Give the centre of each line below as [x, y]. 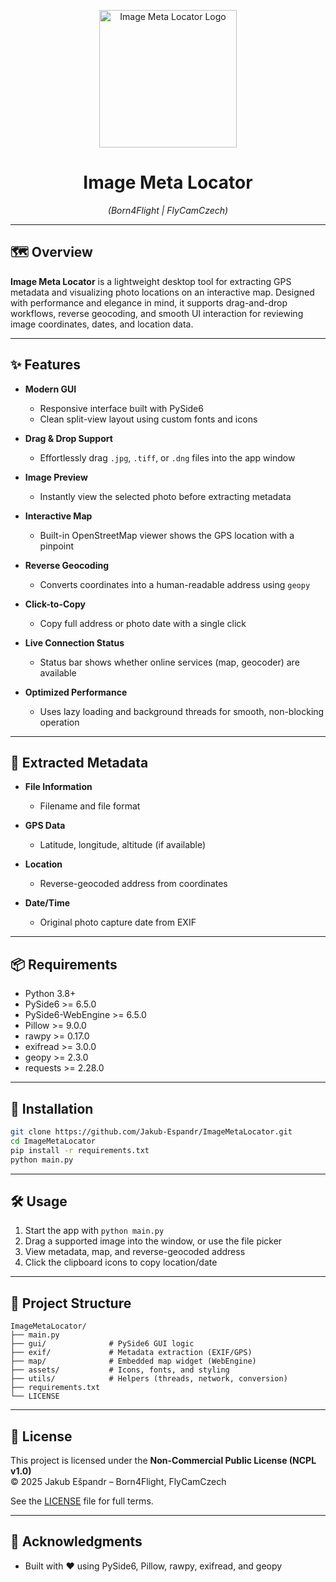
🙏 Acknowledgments [76, 1541]
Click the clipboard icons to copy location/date [121, 1262]
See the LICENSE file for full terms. [82, 1501]
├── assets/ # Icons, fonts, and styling [120, 1370]
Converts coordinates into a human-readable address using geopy [175, 584]
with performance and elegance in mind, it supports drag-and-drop [149, 302]
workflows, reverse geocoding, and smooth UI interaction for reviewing [157, 313]
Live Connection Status [74, 642]
